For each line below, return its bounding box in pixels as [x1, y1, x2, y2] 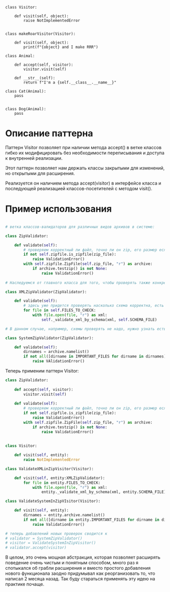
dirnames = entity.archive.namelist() [23, 513, 105, 518]
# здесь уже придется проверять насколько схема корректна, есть [23, 303, 164, 308]
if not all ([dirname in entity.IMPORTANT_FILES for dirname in [23, 517, 159, 522]
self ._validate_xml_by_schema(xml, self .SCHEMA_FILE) [41, 317, 157, 322]
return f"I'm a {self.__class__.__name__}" [23, 80, 116, 85]
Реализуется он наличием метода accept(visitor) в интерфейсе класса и [5, 180, 161, 186]
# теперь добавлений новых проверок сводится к [5, 531, 108, 536]
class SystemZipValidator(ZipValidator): [5, 335, 94, 341]
